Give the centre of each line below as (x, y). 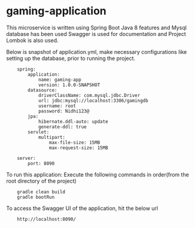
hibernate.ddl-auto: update (73, 121)
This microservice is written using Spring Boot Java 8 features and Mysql (97, 28)
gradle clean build (41, 192)
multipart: (52, 137)
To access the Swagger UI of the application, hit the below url (82, 208)
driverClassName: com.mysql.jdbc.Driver (89, 95)
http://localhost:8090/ (47, 219)
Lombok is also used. (32, 40)
